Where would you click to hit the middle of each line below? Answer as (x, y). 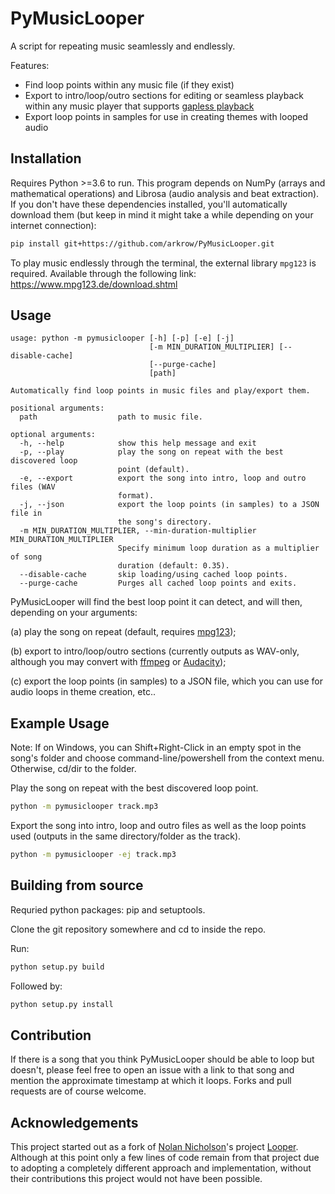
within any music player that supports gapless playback (139, 106)
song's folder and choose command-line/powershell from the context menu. (167, 758)
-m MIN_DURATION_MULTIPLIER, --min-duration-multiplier (138, 531)
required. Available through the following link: (103, 273)
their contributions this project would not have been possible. (136, 1179)
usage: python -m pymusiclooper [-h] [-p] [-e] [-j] (122, 338)
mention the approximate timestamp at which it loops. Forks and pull (151, 1081)
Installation (46, 158)
